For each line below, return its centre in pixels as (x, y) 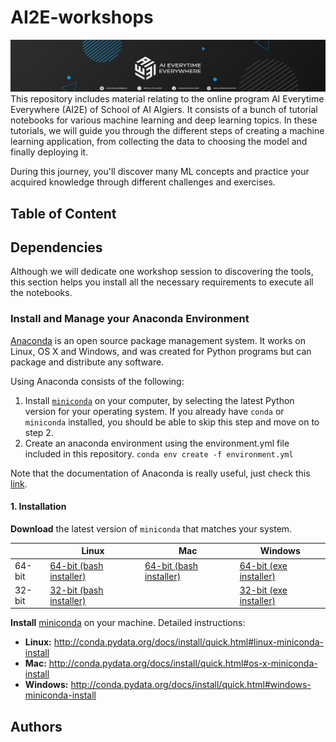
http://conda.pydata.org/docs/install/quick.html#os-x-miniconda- (183, 663)
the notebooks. (41, 293)
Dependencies (56, 247)
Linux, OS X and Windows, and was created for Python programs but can (161, 351)
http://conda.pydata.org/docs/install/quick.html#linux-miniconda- (188, 642)
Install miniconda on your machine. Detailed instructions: (128, 623)
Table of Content (63, 213)
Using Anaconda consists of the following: (97, 381)
